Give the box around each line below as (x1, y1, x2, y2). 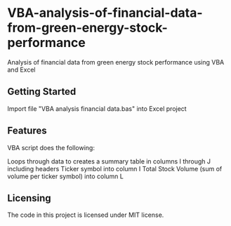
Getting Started (7, 86, 77, 98)
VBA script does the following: (7, 143, 95, 152)
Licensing (7, 192, 51, 204)
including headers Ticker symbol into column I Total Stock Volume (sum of (7, 164, 223, 173)
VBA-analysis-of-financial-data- (7, 5, 203, 21)
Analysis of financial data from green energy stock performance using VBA (7, 58, 225, 66)
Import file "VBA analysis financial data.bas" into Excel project (7, 104, 187, 113)
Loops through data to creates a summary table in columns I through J (7, 157, 211, 166)
